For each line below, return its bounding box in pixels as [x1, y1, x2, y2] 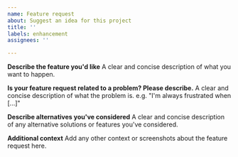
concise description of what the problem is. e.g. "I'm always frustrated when [7, 92, 232, 100]
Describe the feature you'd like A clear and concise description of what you [7, 63, 232, 71]
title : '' [7, 23, 37, 31]
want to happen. [7, 70, 55, 79]
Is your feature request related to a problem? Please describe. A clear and [7, 84, 229, 92]
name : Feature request [7, 10, 75, 18]
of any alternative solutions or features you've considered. [7, 120, 179, 129]
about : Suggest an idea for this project [7, 17, 132, 24]
